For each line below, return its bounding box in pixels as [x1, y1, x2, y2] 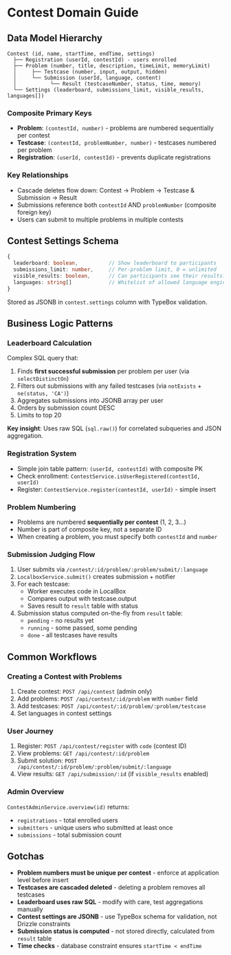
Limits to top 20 [16, 411, 62, 419]
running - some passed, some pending [27, 624, 137, 632]
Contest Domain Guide [7, 5, 139, 21]
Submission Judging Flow [7, 549, 96, 559]
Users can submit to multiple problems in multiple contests [16, 215, 184, 223]
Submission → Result [16, 193, 78, 201]
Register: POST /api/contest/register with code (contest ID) [16, 742, 187, 750]
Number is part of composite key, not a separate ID [16, 525, 162, 534]
